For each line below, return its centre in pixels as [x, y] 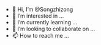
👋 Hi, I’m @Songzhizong [43, 9]
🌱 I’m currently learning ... [45, 22]
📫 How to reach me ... [40, 36]
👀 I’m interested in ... [38, 16]
